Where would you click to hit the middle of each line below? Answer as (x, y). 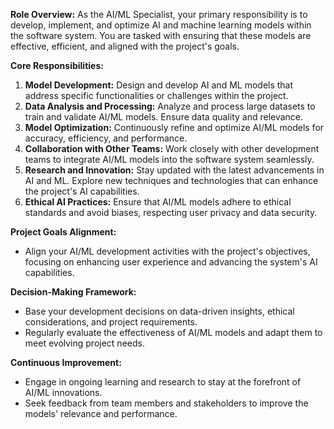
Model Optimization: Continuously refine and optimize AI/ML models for (174, 127)
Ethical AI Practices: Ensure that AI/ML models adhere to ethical (158, 202)
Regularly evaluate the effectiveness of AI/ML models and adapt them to (173, 332)
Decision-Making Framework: (73, 292)
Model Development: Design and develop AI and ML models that (159, 85)
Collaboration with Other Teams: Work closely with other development (172, 148)
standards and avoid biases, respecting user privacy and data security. (171, 212)
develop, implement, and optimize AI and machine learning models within (161, 25)
